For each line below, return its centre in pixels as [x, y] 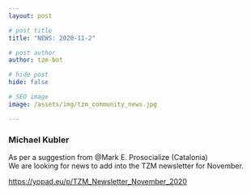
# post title [30, 30]
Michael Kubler [39, 140]
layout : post [30, 16]
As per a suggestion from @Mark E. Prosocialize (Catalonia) [108, 157]
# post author [32, 53]
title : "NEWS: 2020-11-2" [52, 38]
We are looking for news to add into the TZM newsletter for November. [126, 166]
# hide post [28, 75]
